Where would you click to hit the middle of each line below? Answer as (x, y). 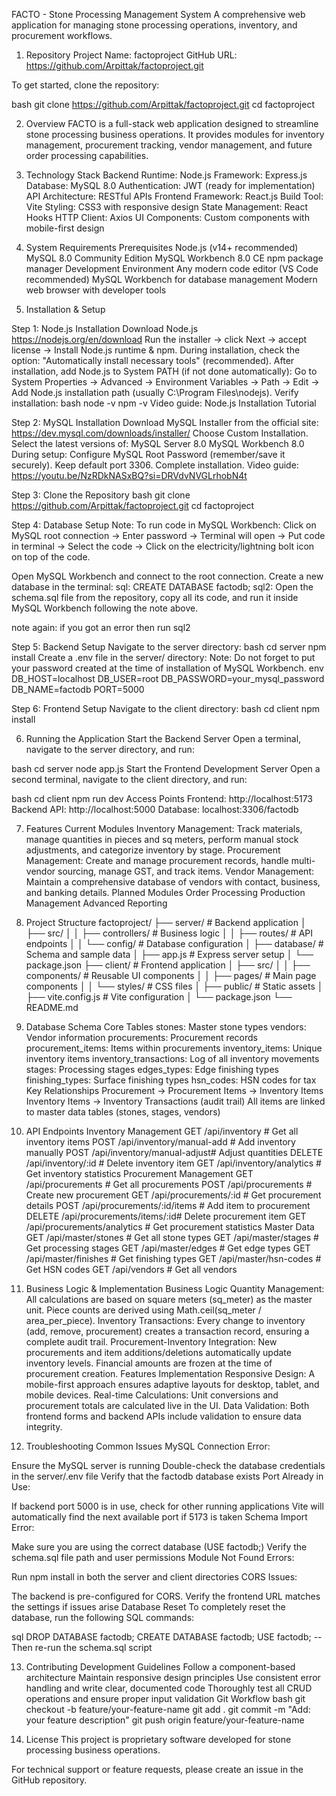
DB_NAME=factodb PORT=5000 (78, 689)
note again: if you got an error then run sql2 (101, 627)
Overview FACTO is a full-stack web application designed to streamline (172, 123)
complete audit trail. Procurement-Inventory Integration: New (151, 1342)
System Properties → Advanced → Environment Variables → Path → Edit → (165, 382)
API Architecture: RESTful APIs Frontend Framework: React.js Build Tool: (174, 196)
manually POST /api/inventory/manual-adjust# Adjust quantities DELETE (174, 1152)
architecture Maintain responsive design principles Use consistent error (173, 1677)
